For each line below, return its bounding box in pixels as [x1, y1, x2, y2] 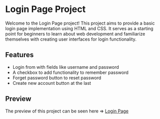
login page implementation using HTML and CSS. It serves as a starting [5, 25, 154, 31]
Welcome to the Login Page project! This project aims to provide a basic [5, 20, 155, 26]
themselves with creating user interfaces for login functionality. [5, 36, 137, 42]
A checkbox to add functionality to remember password [12, 69, 129, 75]
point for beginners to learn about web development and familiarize [5, 31, 145, 37]
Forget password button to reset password [12, 74, 101, 81]
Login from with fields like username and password [12, 64, 120, 70]
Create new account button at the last [12, 80, 91, 86]
